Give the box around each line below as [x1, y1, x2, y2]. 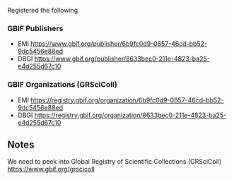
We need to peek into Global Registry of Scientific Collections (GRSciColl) [7, 157, 222, 166]
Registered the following [7, 6, 78, 14]
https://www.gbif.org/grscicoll [7, 165, 95, 174]
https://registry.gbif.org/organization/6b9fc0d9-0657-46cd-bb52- [30, 95, 224, 104]
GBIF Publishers [7, 23, 64, 33]
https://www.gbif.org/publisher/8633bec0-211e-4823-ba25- [34, 54, 210, 63]
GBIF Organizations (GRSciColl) [7, 80, 118, 90]
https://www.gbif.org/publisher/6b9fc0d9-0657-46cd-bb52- [30, 40, 207, 48]
